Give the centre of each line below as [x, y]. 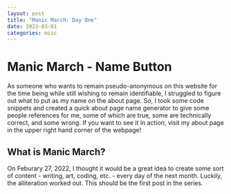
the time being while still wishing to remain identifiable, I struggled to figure [114, 93]
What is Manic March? [56, 152]
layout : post [26, 13]
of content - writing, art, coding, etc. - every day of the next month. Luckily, [115, 176]
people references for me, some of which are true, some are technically [109, 115]
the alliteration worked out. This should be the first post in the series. [105, 183]
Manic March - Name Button [90, 67]
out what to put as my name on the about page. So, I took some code [105, 101]
